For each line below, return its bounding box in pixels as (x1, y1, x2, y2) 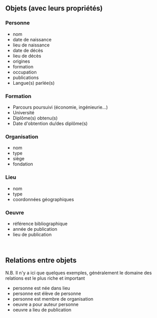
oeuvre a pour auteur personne (12, 301, 79, 307)
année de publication (12, 226, 57, 232)
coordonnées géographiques (12, 196, 74, 202)
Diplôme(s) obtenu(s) (12, 115, 58, 121)
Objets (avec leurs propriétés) (5, 4, 103, 13)
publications (12, 74, 39, 81)
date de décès (12, 47, 43, 53)
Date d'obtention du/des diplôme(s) (12, 120, 88, 127)
